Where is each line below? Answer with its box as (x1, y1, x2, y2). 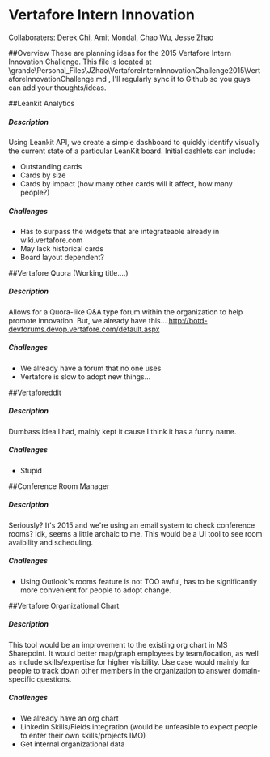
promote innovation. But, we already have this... (8, 315, 167, 325)
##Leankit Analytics (8, 98, 75, 108)
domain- (232, 665, 261, 675)
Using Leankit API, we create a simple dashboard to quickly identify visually (8, 137, 260, 147)
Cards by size (19, 170, 66, 180)
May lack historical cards (19, 243, 103, 253)
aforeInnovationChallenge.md (8, 74, 108, 83)
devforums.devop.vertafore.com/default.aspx (8, 324, 160, 334)
